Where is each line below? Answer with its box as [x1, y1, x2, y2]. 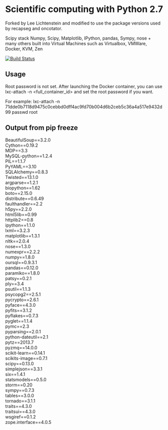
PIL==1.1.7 [5, 158, 26, 164]
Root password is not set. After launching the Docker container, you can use [5, 83, 162, 89]
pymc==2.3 [5, 323, 29, 329]
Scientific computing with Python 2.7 [5, 4, 163, 15]
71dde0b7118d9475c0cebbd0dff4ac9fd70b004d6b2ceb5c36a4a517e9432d [5, 104, 162, 110]
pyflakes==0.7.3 [5, 312, 39, 319]
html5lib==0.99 [5, 211, 37, 218]
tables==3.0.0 [5, 392, 34, 398]
